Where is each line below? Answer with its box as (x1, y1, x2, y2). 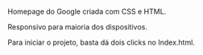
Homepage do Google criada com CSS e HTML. (7, 7, 167, 16)
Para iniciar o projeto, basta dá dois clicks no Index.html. (7, 37, 195, 47)
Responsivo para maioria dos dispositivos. (7, 22, 148, 31)
